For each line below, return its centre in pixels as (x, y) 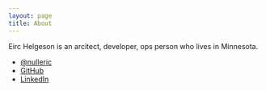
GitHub (32, 70)
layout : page (30, 16)
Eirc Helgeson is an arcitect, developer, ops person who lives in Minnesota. (133, 46)
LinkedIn (34, 79)
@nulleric (36, 62)
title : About (30, 23)
